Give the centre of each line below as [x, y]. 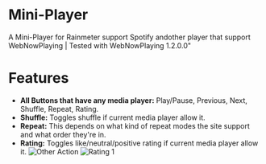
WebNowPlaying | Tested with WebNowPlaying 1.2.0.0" [100, 45]
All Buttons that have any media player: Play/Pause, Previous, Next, [134, 100]
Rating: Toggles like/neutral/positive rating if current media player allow [139, 143]
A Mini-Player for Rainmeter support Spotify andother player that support [130, 37]
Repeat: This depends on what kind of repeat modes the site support [135, 125]
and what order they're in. [63, 134]
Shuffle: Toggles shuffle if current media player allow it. [112, 117]
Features [39, 78]
